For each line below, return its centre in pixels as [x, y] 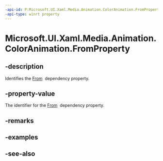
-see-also [20, 154]
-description [24, 67]
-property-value [30, 93]
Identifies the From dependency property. [47, 78]
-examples [22, 137]
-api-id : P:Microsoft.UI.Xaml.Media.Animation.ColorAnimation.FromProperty [83, 10]
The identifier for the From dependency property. [55, 105]
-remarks [19, 121]
